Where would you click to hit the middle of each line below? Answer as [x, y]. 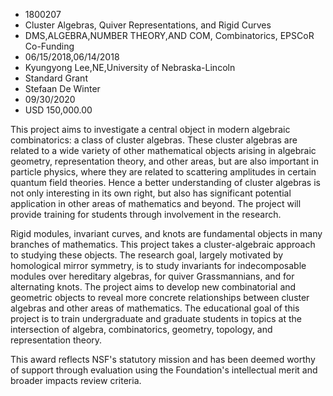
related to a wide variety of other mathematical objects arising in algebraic [163, 150]
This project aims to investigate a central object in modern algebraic [150, 129]
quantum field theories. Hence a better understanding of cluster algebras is [165, 182]
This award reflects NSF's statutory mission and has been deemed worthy [163, 359]
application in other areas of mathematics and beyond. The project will [156, 203]
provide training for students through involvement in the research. [146, 214]
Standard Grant [56, 78]
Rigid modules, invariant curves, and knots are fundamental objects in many [166, 233]
